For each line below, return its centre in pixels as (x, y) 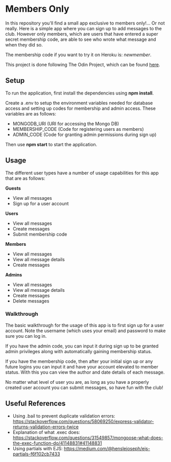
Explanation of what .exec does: (46, 432)
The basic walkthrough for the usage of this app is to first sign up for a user (85, 325)
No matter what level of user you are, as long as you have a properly (77, 382)
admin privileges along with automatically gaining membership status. (79, 351)
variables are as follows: (31, 113)
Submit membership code (40, 234)
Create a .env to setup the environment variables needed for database (79, 103)
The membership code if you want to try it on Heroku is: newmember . (78, 55)
